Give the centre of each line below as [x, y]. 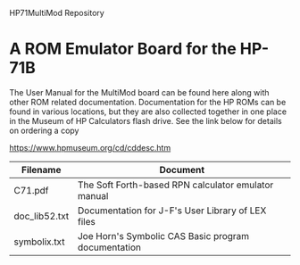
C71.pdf [31, 190]
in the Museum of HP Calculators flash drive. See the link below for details [146, 120]
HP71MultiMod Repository [57, 13]
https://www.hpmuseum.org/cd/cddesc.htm [90, 147]
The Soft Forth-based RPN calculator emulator [175, 185]
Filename [41, 170]
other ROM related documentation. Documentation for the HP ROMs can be [148, 102]
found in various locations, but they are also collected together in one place [148, 112]
